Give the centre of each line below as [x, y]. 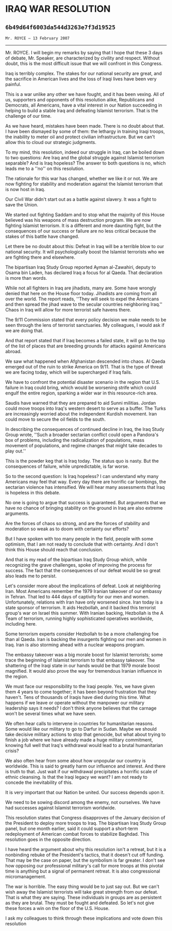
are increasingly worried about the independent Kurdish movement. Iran [81, 414]
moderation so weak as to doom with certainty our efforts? [67, 529]
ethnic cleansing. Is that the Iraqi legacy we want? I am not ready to [76, 777]
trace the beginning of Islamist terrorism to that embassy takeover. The [80, 660]
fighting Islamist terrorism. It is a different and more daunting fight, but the [83, 225]
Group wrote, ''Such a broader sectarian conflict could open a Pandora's [82, 435]
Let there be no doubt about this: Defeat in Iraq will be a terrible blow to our [85, 246]
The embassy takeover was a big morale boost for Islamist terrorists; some [84, 655]
